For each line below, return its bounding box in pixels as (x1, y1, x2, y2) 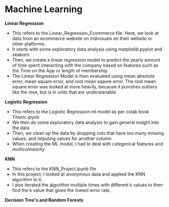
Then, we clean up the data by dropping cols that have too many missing (12, 130, 164, 136)
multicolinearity (12, 146, 45, 152)
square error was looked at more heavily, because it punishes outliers (12, 83, 157, 89)
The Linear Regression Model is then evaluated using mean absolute (12, 73, 155, 79)
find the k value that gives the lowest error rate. (12, 187, 111, 193)
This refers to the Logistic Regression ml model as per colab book (12, 109, 150, 115)
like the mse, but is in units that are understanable (12, 89, 116, 95)
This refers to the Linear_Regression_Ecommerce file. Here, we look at (12, 30, 159, 36)
